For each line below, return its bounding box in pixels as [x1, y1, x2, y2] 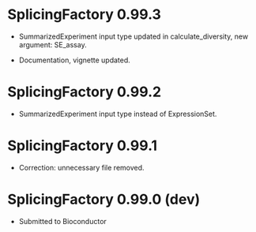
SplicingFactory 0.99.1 [7, 137, 158, 155]
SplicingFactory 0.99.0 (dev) [7, 191, 201, 208]
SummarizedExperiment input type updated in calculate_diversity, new [18, 32, 249, 41]
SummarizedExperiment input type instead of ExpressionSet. [18, 109, 217, 118]
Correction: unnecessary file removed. [18, 163, 145, 172]
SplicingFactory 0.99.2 [7, 83, 162, 101]
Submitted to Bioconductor [18, 216, 107, 226]
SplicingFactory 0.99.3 [7, 6, 161, 24]
